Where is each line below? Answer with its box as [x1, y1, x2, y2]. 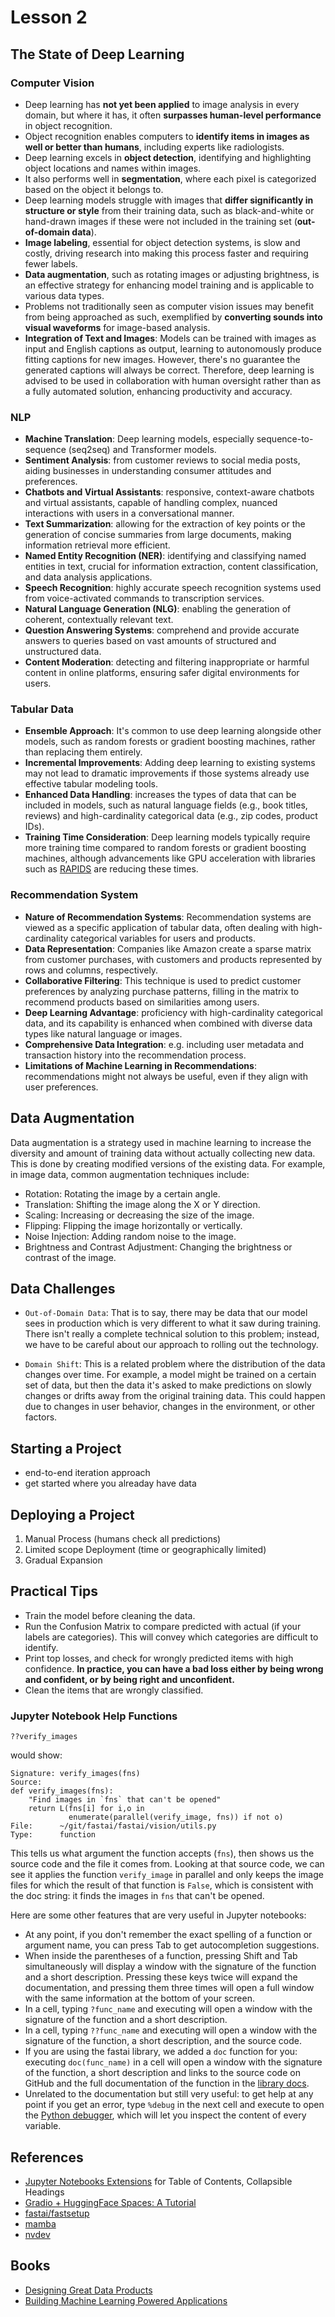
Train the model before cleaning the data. [24, 1609, 196, 1621]
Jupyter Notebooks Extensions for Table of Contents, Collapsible [24, 2175, 293, 2187]
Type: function [10, 1830, 97, 1840]
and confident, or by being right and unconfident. [24, 1673, 235, 1685]
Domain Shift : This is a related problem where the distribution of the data [24, 1358, 326, 1370]
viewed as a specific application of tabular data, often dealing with [24, 921, 299, 933]
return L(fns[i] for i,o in [28, 1804, 145, 1814]
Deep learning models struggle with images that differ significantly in [24, 194, 314, 206]
